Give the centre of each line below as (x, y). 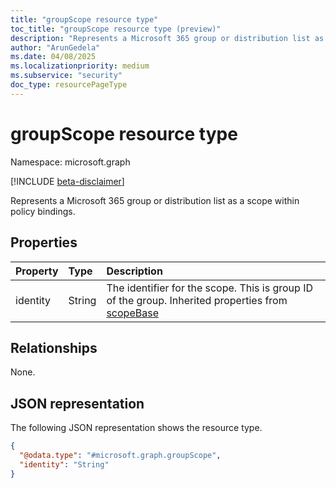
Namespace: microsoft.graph (70, 162)
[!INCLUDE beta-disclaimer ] (67, 181)
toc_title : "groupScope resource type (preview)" (116, 29)
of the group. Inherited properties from (197, 300)
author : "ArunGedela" (55, 47)
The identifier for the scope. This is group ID (210, 288)
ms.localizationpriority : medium (80, 66)
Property (37, 271)
